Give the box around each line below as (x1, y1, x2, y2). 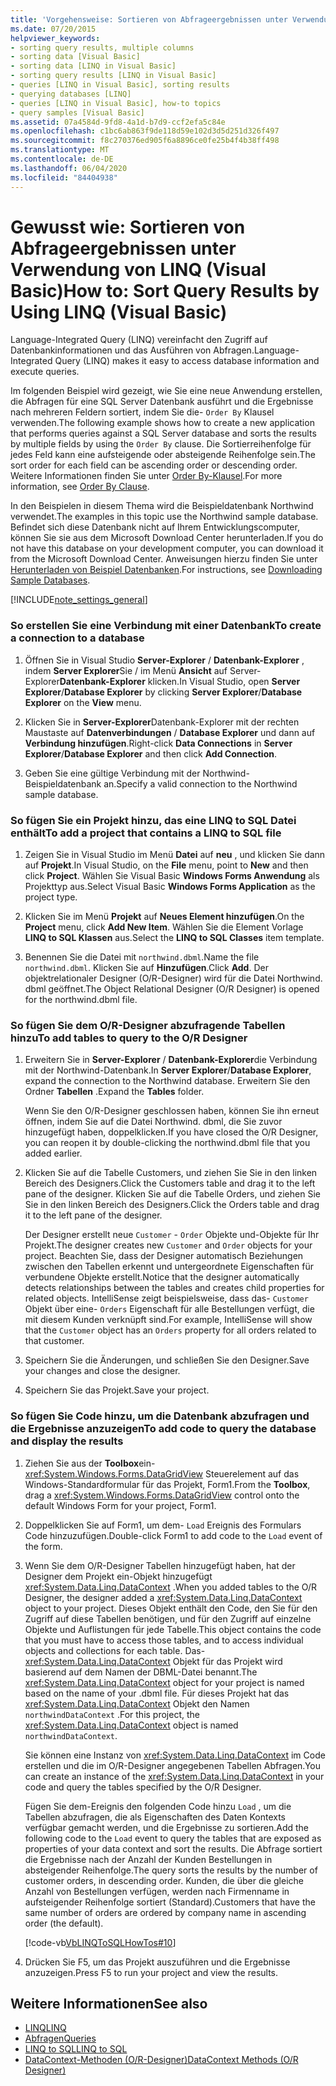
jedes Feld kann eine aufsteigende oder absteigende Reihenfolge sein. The (10, 449, 316, 461)
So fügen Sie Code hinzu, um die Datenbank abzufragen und (10, 1409, 310, 1423)
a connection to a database (10, 631, 145, 645)
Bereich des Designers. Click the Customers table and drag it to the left (24, 1177, 316, 1190)
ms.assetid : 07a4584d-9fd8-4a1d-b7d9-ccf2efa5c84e (10, 117, 226, 127)
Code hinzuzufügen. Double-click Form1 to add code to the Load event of (24, 1529, 323, 1541)
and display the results (10, 1434, 124, 1448)
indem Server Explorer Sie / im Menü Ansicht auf (24, 664, 228, 676)
